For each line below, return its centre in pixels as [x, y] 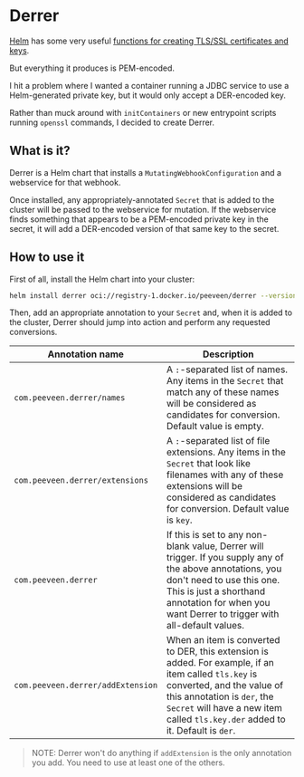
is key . [179, 520]
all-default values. [205, 626]
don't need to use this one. [223, 580]
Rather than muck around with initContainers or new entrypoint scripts [143, 112]
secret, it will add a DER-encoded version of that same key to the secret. [144, 228]
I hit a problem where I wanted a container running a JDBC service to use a [149, 85]
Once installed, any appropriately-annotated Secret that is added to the [142, 199]
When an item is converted [223, 640]
